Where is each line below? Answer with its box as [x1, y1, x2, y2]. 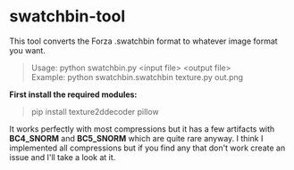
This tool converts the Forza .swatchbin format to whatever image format [9, 36, 279, 46]
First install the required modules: [9, 89, 138, 100]
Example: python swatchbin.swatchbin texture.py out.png [30, 71, 244, 82]
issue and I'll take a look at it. [9, 151, 116, 162]
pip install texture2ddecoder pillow [30, 106, 159, 117]
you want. [9, 45, 46, 55]
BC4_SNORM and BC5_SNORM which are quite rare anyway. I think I [9, 133, 264, 143]
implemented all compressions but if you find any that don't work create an [9, 142, 286, 153]
